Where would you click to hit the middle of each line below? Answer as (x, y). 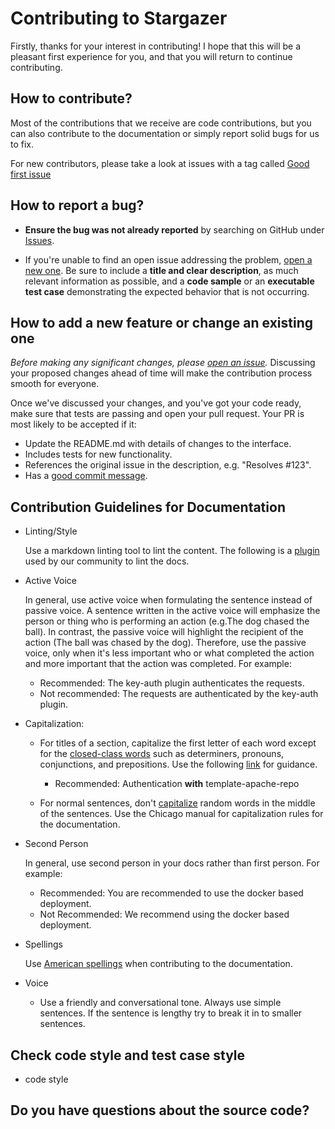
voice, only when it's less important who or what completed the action (169, 653)
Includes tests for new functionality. (98, 454)
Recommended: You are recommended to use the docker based (171, 893)
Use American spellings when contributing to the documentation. (158, 964)
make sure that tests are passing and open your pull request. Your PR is (157, 414)
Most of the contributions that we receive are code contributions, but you (161, 123)
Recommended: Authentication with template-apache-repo (177, 784)
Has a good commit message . (86, 476)
